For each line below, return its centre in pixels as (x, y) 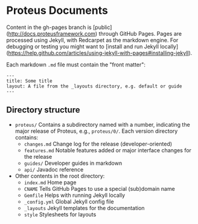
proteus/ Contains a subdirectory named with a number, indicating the (102, 124)
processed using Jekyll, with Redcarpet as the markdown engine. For (92, 40)
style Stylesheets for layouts (60, 214)
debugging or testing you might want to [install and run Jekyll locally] (92, 46)
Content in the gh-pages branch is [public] (59, 27)
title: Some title (29, 81)
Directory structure (43, 110)
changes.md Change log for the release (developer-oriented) (98, 144)
